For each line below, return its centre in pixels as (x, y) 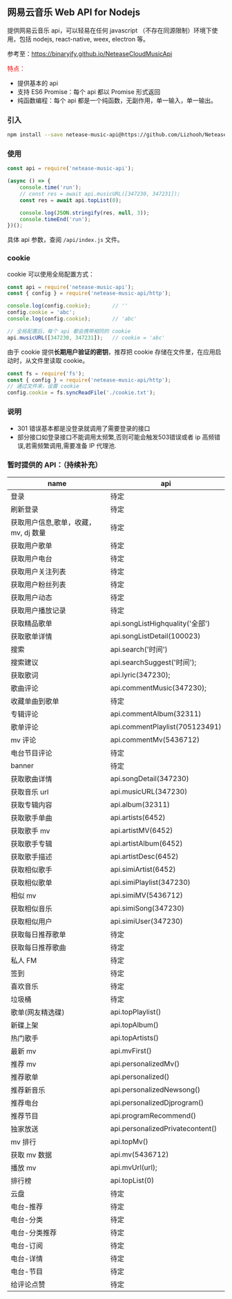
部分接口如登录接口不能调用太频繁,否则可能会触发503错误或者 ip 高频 (116, 437)
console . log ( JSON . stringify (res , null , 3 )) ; (85, 213)
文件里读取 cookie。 (59, 360)
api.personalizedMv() (145, 1063)
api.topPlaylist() (136, 1011)
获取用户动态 (32, 597)
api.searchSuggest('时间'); (153, 662)
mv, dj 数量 (28, 532)
